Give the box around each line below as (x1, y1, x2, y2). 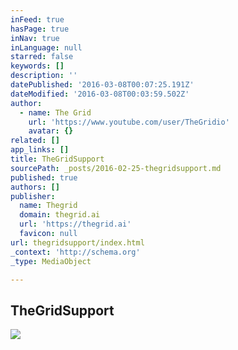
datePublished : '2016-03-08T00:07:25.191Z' (10, 80, 195, 90)
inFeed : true (10, 14, 65, 25)
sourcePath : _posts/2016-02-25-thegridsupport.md (10, 163, 222, 173)
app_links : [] (10, 145, 70, 155)
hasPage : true (10, 24, 70, 34)
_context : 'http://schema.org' (10, 247, 141, 257)
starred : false (10, 52, 74, 62)
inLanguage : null (10, 42, 83, 53)
